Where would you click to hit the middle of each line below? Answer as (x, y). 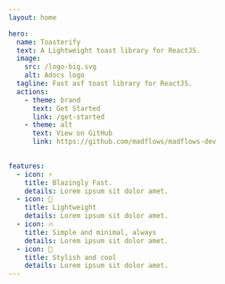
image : (29, 59)
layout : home (33, 17)
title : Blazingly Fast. (69, 183)
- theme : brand (53, 100)
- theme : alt (49, 125)
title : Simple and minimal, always (91, 232)
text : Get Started (66, 108)
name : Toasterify (49, 42)
